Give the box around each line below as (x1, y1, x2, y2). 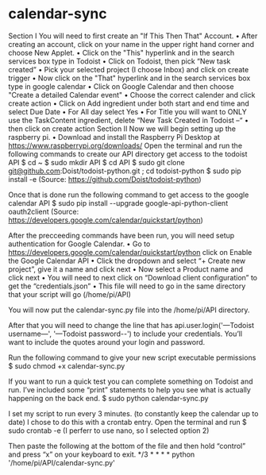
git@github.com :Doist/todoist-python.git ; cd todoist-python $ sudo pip (8, 166, 242, 176)
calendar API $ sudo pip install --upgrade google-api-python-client (8, 198, 229, 207)
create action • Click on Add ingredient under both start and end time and (8, 98, 250, 108)
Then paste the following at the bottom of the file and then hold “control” (8, 441, 246, 450)
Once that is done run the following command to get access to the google (8, 190, 249, 199)
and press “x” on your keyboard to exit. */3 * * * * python (8, 450, 195, 459)
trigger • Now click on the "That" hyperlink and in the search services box (8, 73, 251, 83)
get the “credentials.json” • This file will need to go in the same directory (8, 281, 246, 291)
